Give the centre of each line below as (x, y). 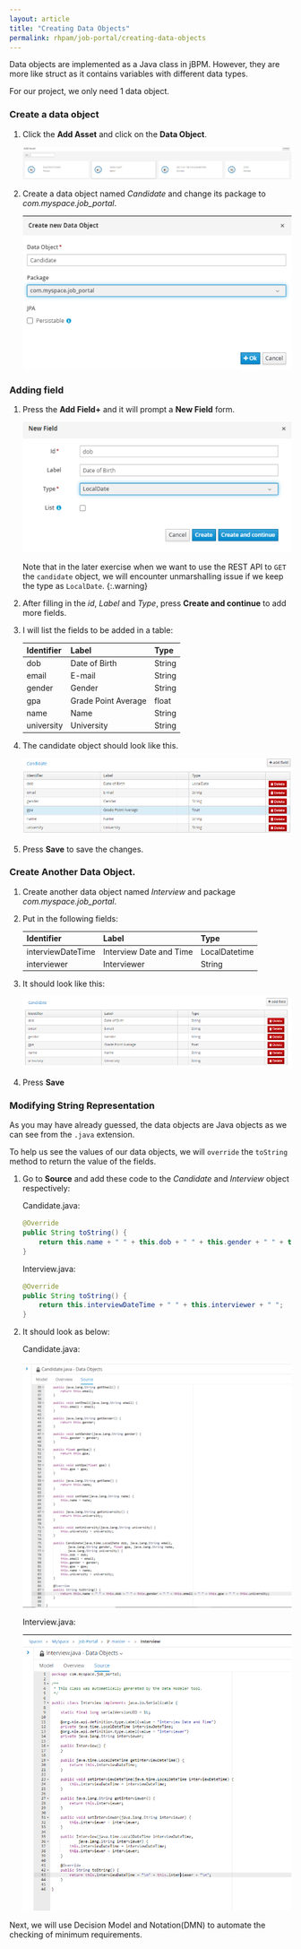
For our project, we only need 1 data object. (90, 91)
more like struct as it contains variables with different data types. (129, 74)
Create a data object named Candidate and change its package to (144, 194)
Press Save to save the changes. (83, 849)
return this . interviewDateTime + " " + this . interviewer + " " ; (161, 1305)
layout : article (39, 19)
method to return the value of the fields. (83, 1162)
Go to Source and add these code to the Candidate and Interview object (155, 1179)
